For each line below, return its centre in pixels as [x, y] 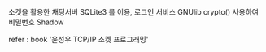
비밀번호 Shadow [36, 22]
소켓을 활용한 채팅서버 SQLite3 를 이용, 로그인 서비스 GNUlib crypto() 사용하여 [133, 12]
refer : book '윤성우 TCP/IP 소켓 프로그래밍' [78, 39]
